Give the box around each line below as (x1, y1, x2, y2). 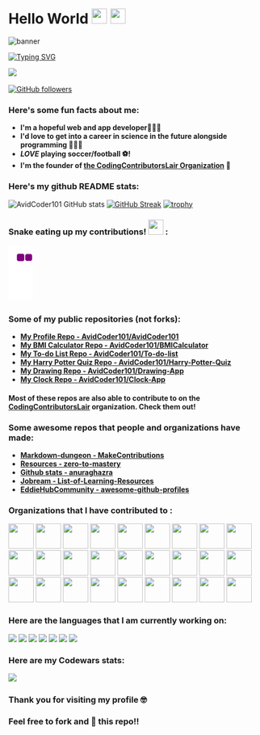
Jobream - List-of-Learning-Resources (19, 477, 154, 486)
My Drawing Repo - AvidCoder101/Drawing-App (19, 366, 184, 376)
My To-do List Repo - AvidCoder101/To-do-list (19, 349, 178, 359)
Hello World (8, 10, 89, 28)
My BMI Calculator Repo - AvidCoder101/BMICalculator (19, 340, 208, 351)
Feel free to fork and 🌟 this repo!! (8, 716, 140, 727)
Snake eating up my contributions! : (8, 226, 169, 237)
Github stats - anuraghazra (19, 468, 113, 477)
